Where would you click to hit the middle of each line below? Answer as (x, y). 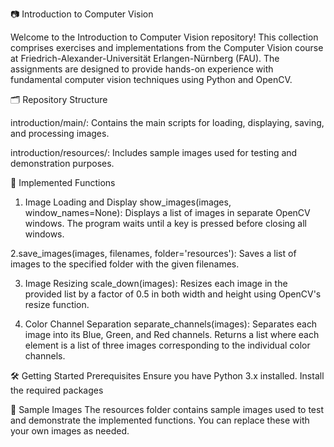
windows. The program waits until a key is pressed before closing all (165, 223)
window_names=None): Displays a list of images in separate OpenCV (167, 212)
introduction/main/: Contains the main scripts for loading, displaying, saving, (167, 122)
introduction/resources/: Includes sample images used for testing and (154, 152)
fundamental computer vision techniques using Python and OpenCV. (151, 79)
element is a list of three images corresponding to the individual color (167, 345)
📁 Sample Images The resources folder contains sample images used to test (167, 409)
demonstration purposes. (62, 163)
